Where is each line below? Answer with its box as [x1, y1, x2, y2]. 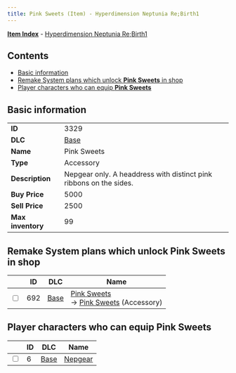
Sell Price [11, 201, 44, 211]
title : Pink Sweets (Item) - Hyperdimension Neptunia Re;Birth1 [7, 10, 199, 18]
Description [11, 174, 51, 183]
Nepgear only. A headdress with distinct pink [64, 169, 213, 179]
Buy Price [11, 190, 44, 199]
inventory [11, 221, 44, 231]
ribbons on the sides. [64, 178, 133, 188]
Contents [7, 50, 49, 62]
